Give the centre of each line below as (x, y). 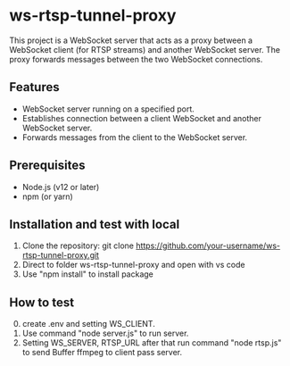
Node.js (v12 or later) (61, 187)
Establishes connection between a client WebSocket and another (141, 118)
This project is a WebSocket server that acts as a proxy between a (131, 40)
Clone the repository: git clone (78, 245)
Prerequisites (47, 166)
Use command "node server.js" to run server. (105, 333)
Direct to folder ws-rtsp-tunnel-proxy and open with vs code (133, 265)
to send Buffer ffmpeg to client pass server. (102, 353)
